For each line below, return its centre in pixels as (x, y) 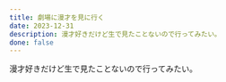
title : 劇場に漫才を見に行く (57, 17)
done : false (31, 42)
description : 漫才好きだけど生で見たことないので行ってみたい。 (115, 34)
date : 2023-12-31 (42, 26)
